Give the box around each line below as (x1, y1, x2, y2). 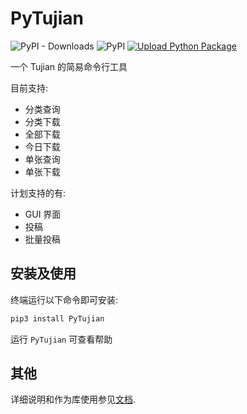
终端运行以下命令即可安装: (10, 293, 119, 306)
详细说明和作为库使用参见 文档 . (10, 393, 137, 406)
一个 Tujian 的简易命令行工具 (10, 60, 128, 72)
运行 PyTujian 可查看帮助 (10, 333, 113, 345)
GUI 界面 (24, 208, 62, 220)
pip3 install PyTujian (10, 313, 105, 324)
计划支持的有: (10, 187, 67, 199)
